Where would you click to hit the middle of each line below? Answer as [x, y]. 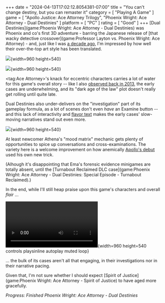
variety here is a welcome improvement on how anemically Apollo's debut [80, 150]
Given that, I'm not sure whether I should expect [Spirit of [64, 275]
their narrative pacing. [28, 266]
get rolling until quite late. [31, 94]
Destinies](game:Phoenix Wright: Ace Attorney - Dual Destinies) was [75, 28]
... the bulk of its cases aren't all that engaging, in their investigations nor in [82, 261]
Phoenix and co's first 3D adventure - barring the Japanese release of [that [82, 33]
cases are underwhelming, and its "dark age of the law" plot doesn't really [81, 89]
